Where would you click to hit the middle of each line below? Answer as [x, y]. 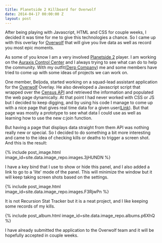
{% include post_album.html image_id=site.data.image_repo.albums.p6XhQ [80, 216]
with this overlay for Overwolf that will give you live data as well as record [78, 43]
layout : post [18, 18]
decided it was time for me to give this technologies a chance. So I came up [81, 37]
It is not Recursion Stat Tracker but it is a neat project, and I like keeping [77, 201]
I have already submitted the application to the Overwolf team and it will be [80, 230]
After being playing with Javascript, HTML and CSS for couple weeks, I [76, 32]
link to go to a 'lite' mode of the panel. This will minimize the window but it [79, 172]
